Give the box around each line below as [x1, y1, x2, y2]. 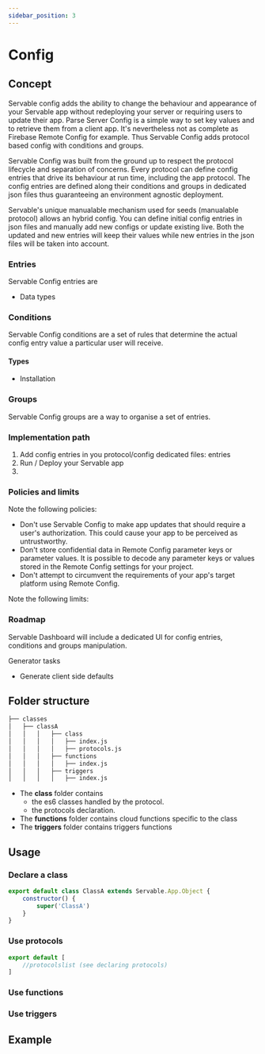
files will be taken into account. [8, 239, 109, 248]
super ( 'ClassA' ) [36, 902, 90, 910]
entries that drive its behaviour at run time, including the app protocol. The [8, 172, 251, 183]
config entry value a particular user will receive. [8, 338, 164, 348]
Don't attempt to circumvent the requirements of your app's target [19, 571, 236, 580]
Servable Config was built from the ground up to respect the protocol [8, 156, 234, 165]
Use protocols [8, 936, 63, 947]
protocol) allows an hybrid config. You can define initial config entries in [8, 213, 243, 223]
